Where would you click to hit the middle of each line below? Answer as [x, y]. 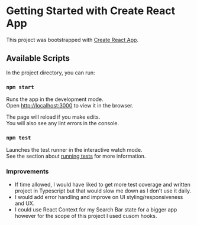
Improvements [28, 171]
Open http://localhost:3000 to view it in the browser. [70, 106]
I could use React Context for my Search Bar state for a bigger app [96, 209]
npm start [20, 87]
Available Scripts [38, 58]
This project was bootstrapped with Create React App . [72, 40]
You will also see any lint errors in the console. [63, 123]
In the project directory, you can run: [51, 73]
